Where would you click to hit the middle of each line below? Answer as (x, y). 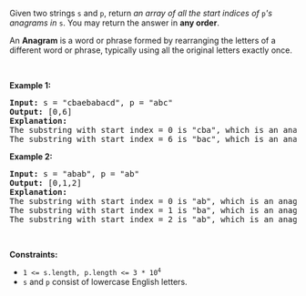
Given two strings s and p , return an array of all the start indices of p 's (141, 13)
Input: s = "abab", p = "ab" (74, 174)
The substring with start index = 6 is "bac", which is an (144, 139)
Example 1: (31, 85)
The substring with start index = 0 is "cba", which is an (144, 130)
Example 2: (31, 157)
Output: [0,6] (41, 112)
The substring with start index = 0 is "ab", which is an (142, 201)
